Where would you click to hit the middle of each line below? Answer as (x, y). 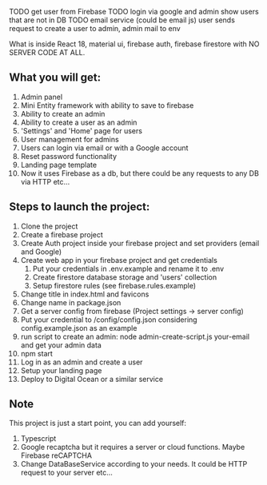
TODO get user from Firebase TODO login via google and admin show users (134, 12)
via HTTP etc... (45, 181)
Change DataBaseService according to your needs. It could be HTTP (134, 464)
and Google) (41, 252)
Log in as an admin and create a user (82, 362)
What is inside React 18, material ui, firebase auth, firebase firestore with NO (134, 44)
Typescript (38, 439)
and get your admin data (61, 345)
